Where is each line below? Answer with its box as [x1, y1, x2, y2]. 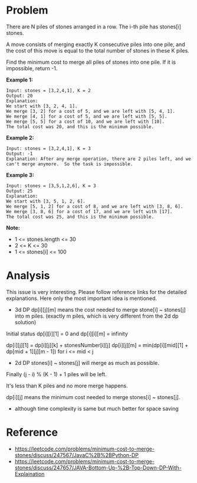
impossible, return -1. [6, 64, 58, 71]
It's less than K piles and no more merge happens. [6, 382, 128, 389]
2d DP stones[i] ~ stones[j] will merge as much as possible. [14, 359, 159, 366]
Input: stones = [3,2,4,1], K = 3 [6, 145, 91, 151]
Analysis [6, 269, 50, 282]
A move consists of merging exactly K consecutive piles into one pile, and [6, 41, 185, 48]
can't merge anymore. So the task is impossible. [6, 161, 133, 167]
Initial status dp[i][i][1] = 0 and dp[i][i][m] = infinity [6, 330, 129, 337]
